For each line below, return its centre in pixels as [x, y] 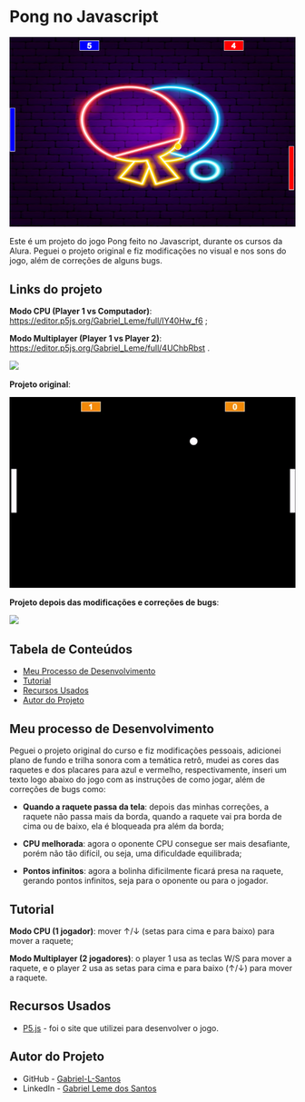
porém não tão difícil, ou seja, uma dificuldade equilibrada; [132, 854]
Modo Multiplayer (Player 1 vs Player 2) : [85, 339]
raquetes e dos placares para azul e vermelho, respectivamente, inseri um [148, 770]
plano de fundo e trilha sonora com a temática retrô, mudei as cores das [144, 760]
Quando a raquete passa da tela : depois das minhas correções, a [146, 807]
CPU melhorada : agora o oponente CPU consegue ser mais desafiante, [156, 844]
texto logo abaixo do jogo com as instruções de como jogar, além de [138, 779]
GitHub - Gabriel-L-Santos [71, 1078]
